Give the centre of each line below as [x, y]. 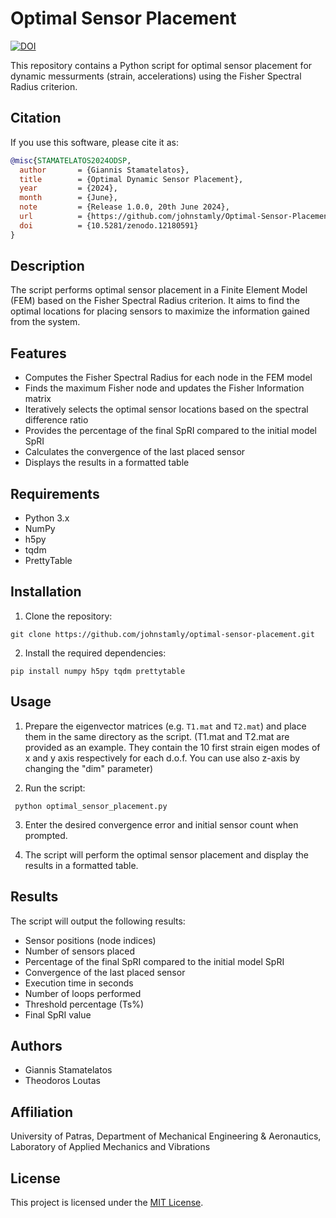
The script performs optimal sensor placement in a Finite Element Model [159, 290]
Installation [46, 592]
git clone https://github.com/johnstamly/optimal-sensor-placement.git [162, 634]
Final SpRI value [58, 1014]
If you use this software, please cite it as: [94, 142]
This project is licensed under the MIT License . [107, 1202]
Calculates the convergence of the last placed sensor [135, 452]
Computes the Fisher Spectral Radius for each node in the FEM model [168, 378]
